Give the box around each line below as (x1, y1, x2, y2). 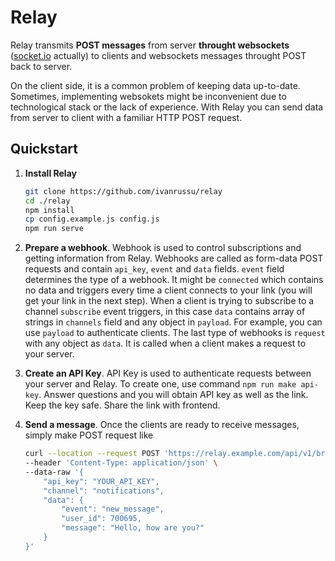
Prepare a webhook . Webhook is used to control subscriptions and (24, 242, 302, 254)
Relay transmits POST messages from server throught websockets (10, 39, 290, 51)
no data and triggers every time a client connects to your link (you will (24, 284, 313, 296)
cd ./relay (24, 196, 71, 206)
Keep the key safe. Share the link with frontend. (24, 399, 221, 411)
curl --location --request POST (24, 449, 160, 459)
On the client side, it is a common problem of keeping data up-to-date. (10, 79, 301, 91)
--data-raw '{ (24, 467, 84, 477)
